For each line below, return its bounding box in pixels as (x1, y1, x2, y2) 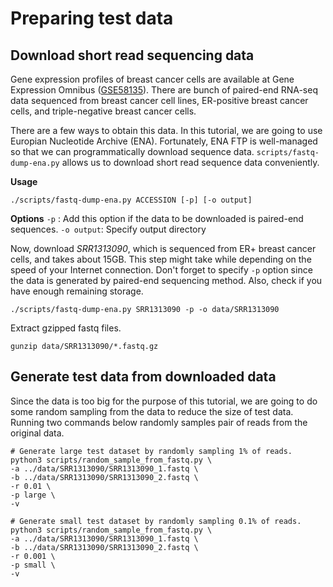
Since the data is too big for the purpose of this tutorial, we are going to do (10, 395, 318, 407)
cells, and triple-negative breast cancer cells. (10, 105, 197, 117)
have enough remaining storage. (10, 285, 144, 297)
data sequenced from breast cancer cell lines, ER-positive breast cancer (10, 95, 309, 106)
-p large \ (10, 490, 56, 500)
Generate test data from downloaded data (10, 368, 277, 386)
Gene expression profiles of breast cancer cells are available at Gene (10, 73, 295, 85)
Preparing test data (10, 7, 174, 30)
